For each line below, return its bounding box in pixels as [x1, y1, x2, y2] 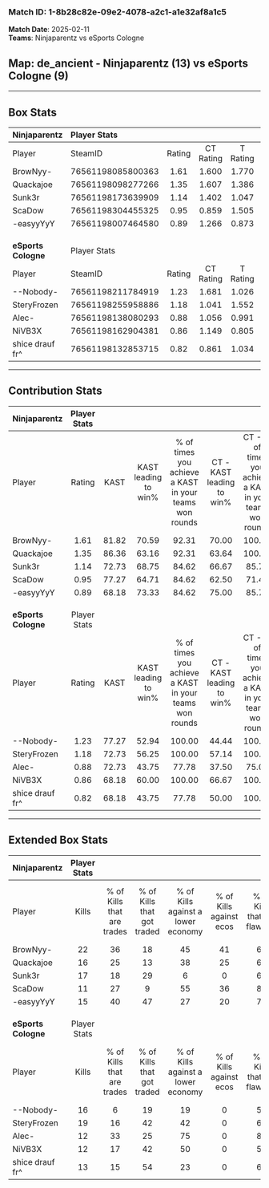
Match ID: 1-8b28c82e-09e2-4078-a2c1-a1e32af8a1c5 [8, 6, 227, 18]
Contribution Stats [8, 384, 102, 398]
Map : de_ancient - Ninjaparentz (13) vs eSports [8, 56, 249, 70]
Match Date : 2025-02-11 [8, 25, 90, 34]
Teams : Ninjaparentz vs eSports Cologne [8, 33, 145, 43]
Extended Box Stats [8, 833, 108, 847]
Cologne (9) [8, 69, 70, 83]
